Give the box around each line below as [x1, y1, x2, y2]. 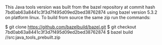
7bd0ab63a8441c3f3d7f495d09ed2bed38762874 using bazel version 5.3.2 [5, 9, 158, 15]
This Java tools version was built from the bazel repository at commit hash [5, 4, 156, 10]
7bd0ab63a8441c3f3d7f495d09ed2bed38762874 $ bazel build [5, 29, 133, 35]
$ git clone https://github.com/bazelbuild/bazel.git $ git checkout [5, 24, 137, 30]
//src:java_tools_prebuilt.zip [5, 34, 61, 40]
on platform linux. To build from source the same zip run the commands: [5, 15, 151, 20]
